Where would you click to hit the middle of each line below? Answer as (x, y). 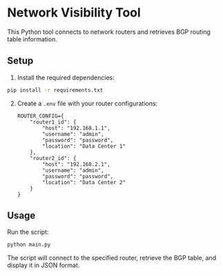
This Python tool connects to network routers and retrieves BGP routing (109, 32)
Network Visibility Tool (74, 13)
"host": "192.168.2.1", (76, 164)
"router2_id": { (53, 158)
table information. (32, 39)
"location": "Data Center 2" (84, 182)
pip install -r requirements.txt (55, 90)
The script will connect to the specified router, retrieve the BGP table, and (111, 258)
